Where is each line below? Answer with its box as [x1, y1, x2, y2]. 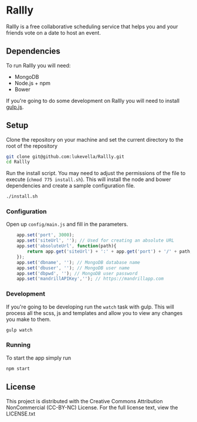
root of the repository [6, 142, 57, 149]
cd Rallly [6, 159, 30, 165]
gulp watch [6, 327, 33, 333]
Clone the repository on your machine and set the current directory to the [6, 136, 184, 143]
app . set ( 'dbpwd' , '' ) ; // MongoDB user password [16, 270, 138, 276]
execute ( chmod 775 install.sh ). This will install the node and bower [6, 176, 171, 183]
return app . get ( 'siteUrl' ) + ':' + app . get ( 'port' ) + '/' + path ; [27, 249, 193, 254]
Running [6, 341, 31, 349]
